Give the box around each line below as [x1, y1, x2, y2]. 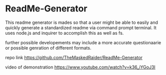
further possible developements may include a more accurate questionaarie [5, 39, 161, 45]
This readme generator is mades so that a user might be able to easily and [5, 19, 158, 25]
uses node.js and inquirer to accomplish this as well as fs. [5, 30, 124, 36]
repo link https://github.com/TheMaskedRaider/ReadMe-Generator [5, 54, 143, 60]
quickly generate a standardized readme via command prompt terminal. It [5, 24, 156, 30]
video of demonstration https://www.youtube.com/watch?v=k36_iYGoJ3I [5, 64, 156, 70]
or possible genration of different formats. [5, 45, 91, 51]
